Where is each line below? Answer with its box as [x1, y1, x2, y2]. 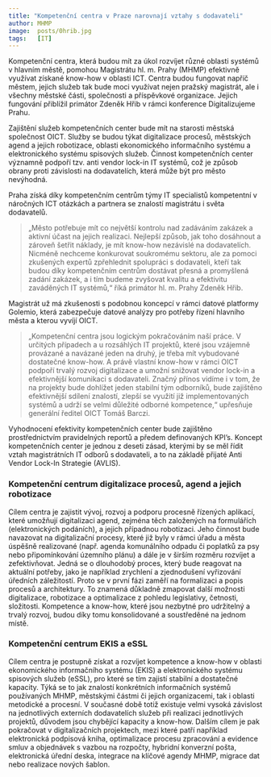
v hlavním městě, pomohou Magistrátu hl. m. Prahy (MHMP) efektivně [8, 65, 240, 75]
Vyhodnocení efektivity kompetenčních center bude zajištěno [8, 424, 213, 434]
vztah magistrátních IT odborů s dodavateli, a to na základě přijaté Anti [8, 450, 243, 459]
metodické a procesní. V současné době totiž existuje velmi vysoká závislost [8, 699, 263, 709]
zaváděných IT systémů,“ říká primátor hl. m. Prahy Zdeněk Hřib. [27, 283, 244, 293]
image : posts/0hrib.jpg [8, 27, 92, 35]
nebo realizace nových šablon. [8, 759, 110, 769]
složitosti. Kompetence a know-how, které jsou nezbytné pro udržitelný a [8, 601, 251, 611]
